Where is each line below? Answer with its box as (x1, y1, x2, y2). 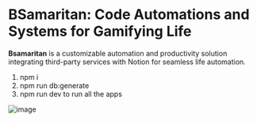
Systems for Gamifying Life (8, 22, 192, 40)
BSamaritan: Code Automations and (8, 6, 250, 24)
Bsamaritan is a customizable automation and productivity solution (8, 48, 228, 58)
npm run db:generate (19, 81, 90, 90)
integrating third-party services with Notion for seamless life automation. (8, 57, 246, 67)
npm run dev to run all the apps (19, 89, 123, 98)
